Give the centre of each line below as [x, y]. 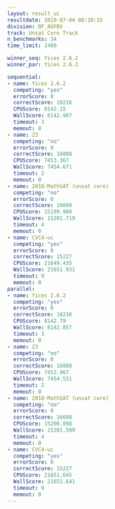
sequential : [24, 77]
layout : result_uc [33, 13]
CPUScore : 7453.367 [41, 161]
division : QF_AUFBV [35, 26]
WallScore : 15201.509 [44, 430]
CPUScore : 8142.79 [40, 321]
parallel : [21, 289]
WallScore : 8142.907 [43, 116]
